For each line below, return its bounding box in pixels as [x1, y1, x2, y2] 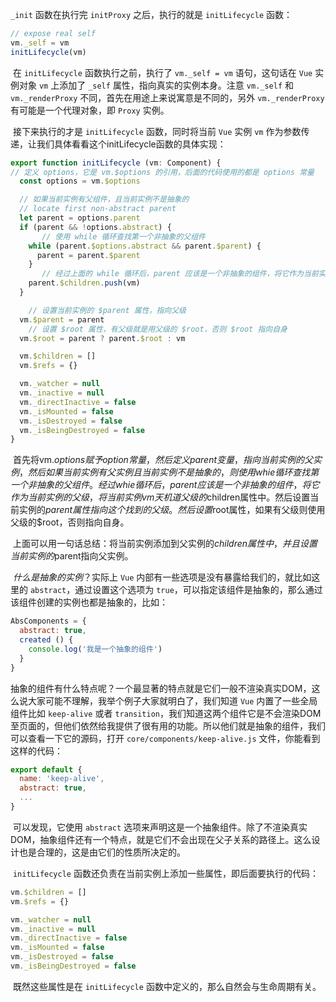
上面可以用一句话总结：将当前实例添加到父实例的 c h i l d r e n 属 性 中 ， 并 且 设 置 [12, 538, 318, 550]
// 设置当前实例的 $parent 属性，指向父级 [28, 305, 187, 315]
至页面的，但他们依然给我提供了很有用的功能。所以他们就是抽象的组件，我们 [10, 719, 326, 732]
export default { [10, 764, 83, 775]
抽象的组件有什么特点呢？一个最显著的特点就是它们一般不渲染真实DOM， [10, 682, 312, 694]
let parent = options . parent [19, 213, 141, 223]
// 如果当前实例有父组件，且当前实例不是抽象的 [19, 194, 190, 205]
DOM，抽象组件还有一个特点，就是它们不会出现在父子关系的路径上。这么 [10, 833, 312, 845]
